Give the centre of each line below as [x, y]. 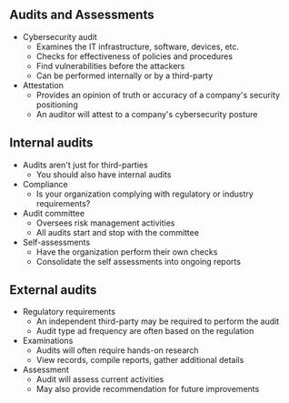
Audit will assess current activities [100, 379]
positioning [57, 105]
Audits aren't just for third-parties [85, 165]
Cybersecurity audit [60, 36]
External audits [53, 290]
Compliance [45, 184]
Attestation [43, 85]
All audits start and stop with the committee [118, 232]
